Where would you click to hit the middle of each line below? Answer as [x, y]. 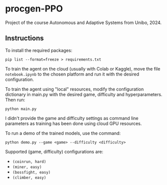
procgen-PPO [34, 9]
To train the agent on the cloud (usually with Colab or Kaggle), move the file [83, 68]
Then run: [15, 99]
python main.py [21, 109]
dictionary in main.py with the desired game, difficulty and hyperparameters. [84, 94]
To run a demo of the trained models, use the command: [63, 133]
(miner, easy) [27, 167]
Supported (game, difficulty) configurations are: [54, 151]
